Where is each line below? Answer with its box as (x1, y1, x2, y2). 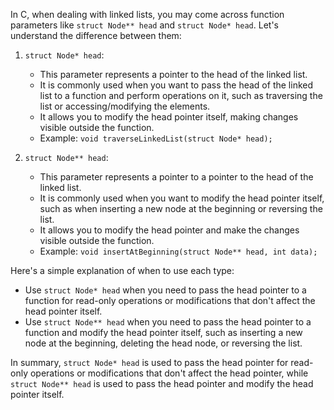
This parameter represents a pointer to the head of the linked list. (39, 69, 308, 80)
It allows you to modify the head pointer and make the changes (39, 224, 300, 236)
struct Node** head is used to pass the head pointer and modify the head (10, 378, 314, 389)
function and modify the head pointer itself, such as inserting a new (24, 327, 303, 338)
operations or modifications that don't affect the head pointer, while (29, 367, 309, 379)
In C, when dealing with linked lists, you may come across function (10, 9, 285, 20)
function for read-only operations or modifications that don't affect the (24, 295, 316, 306)
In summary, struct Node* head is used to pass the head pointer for (10, 357, 289, 368)
